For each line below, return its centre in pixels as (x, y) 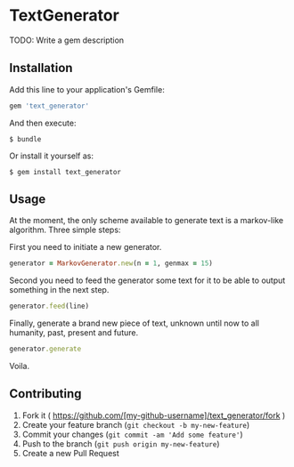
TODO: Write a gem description (67, 40)
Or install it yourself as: (51, 156)
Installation (41, 68)
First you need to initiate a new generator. (86, 247)
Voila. (20, 366)
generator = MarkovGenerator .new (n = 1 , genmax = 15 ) (111, 263)
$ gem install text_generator (65, 172)
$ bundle (25, 139)
